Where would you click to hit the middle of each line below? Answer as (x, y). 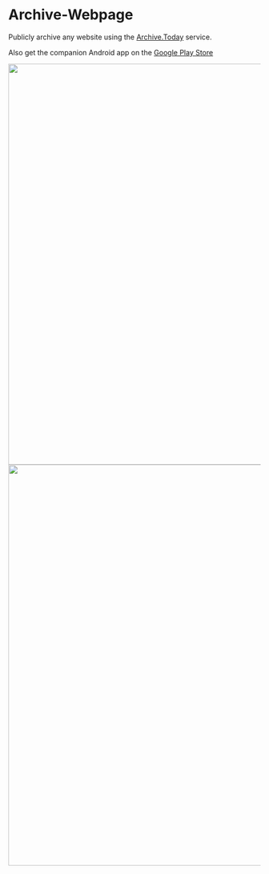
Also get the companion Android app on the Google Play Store (111, 52)
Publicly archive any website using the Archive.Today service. (110, 37)
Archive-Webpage (71, 15)
